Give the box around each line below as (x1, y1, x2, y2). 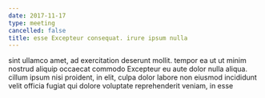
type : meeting (8, 19, 56, 27)
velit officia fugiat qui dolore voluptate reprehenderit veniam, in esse (8, 81, 234, 91)
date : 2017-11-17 (8, 11, 66, 20)
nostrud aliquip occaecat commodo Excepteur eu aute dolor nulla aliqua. (8, 65, 248, 74)
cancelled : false (8, 26, 66, 34)
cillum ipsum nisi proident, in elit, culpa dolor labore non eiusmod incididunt (8, 73, 258, 82)
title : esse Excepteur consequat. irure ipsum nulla (8, 33, 188, 42)
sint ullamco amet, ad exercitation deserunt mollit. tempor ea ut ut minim (8, 56, 247, 65)
